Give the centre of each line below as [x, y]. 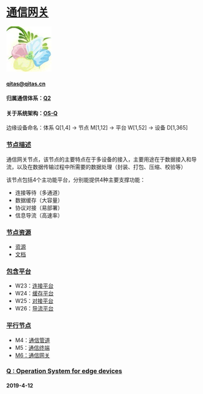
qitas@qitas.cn [26, 84]
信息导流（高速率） [39, 215]
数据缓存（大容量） [39, 200]
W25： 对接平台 [34, 301]
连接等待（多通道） [39, 192]
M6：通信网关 [32, 355]
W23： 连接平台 [34, 286]
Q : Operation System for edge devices [64, 371]
